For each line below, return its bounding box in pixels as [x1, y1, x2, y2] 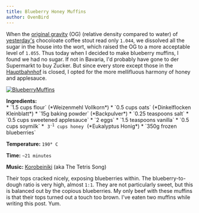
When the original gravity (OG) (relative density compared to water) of [6, 30, 178, 37]
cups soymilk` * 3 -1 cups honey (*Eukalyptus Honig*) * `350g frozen [6, 122, 177, 130]
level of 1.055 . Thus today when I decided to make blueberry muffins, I [6, 49, 179, 56]
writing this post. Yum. [6, 199, 61, 207]
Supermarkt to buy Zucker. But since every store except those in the [6, 62, 173, 69]
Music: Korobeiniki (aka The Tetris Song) [6, 163, 107, 170]
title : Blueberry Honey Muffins [6, 8, 86, 15]
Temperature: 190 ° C [6, 140, 58, 147]
